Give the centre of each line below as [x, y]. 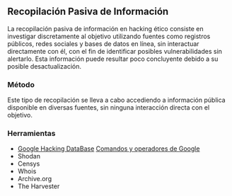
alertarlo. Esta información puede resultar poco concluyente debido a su [113, 59]
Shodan [29, 156]
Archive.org [34, 179]
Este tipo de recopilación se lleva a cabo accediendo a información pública [116, 100]
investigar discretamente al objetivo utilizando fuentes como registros [109, 36]
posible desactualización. [44, 66]
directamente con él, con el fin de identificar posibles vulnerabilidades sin [115, 51]
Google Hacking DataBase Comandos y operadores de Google [109, 149]
